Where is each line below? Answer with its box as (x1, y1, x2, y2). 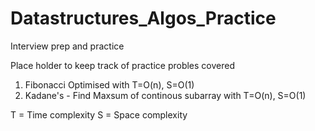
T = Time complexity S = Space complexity (10, 108, 188, 121)
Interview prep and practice (10, 40, 125, 52)
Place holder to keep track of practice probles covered (10, 59, 235, 71)
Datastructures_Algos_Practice (10, 7, 277, 30)
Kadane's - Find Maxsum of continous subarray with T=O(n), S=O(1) (24, 89, 307, 101)
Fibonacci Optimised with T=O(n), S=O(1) (24, 78, 195, 91)
